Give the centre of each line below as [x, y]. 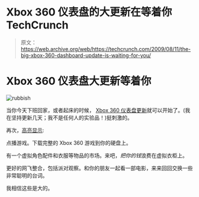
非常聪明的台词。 [27, 175]
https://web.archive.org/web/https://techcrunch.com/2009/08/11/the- [106, 49]
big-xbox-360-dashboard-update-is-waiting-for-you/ [86, 55]
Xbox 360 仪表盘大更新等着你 [79, 81]
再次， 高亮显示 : [25, 130]
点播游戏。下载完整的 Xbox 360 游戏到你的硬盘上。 [69, 142]
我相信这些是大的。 [30, 188]
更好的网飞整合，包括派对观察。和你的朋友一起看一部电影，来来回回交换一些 [99, 168]
